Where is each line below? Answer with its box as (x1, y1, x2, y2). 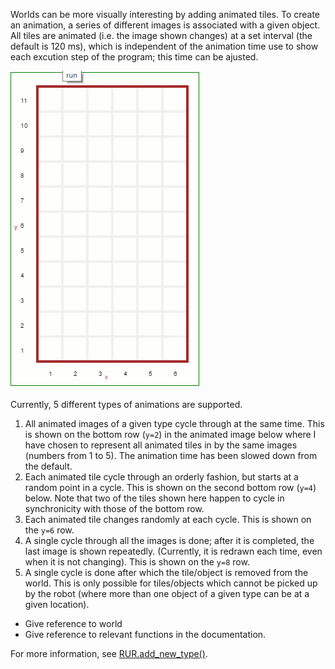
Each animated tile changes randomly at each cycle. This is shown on (24, 514, 312, 525)
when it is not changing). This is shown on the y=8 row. (24, 556, 250, 568)
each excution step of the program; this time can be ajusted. (10, 51, 259, 63)
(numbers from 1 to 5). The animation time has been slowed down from (24, 450, 318, 461)
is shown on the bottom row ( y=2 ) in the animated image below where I (24, 429, 317, 440)
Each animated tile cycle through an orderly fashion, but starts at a (24, 471, 299, 483)
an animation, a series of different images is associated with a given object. (10, 19, 321, 31)
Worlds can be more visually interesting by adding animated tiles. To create (10, 9, 321, 20)
